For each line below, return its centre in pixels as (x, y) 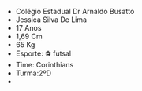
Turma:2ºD (34, 73)
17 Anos (28, 28)
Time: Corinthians (45, 65)
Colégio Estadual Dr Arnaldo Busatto (75, 11)
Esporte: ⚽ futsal (43, 53)
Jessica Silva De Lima (51, 20)
